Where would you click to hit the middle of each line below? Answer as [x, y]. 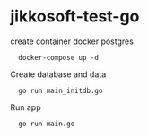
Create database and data [58, 74]
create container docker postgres [72, 41]
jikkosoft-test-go [75, 17]
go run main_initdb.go [61, 90]
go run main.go [47, 124]
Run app [26, 107]
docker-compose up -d [59, 57]
